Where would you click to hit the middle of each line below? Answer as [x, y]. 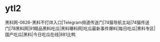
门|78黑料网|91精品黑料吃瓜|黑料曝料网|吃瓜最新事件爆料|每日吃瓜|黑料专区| [80, 28]
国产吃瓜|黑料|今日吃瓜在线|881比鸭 [40, 34]
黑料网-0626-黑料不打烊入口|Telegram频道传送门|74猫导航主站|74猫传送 [77, 22]
